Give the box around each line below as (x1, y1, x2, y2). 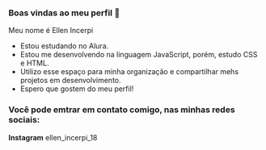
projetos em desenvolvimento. (19, 76, 121, 85)
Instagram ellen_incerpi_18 (8, 132, 98, 142)
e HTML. (19, 58, 49, 68)
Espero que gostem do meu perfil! (19, 84, 134, 94)
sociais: (8, 115, 40, 126)
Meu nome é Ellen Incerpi (8, 26, 94, 35)
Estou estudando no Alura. (19, 41, 109, 51)
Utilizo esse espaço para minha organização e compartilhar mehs (19, 67, 239, 77)
